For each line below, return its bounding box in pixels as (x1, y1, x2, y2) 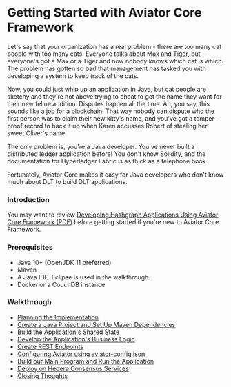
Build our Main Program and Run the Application (17, 357, 154, 365)
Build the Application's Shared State (17, 328, 120, 336)
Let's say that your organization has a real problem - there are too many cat (7, 42, 222, 50)
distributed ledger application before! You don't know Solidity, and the (7, 150, 206, 158)
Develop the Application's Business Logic (17, 335, 136, 343)
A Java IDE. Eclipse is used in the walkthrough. (17, 272, 150, 281)
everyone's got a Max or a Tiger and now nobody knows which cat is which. (7, 57, 224, 65)
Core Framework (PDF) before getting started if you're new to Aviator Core (7, 218, 219, 226)
